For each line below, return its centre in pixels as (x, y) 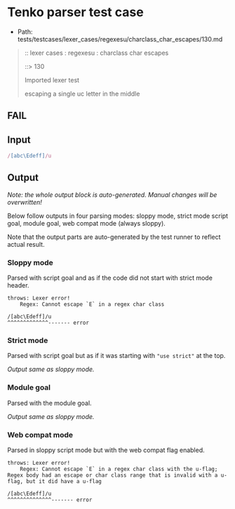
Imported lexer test (52, 80)
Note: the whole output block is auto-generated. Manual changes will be (112, 195)
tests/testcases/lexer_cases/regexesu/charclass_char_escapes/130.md (120, 39)
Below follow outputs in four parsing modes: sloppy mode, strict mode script (118, 216)
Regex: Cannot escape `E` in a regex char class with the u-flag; (119, 469)
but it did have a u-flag (63, 482)
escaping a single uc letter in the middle (82, 94)
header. (18, 285)
